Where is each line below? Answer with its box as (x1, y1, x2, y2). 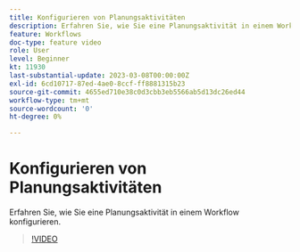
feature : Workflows (9, 29, 82, 38)
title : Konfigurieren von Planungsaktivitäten (9, 12, 186, 22)
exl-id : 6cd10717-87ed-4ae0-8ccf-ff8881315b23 (9, 79, 186, 88)
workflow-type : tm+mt (9, 95, 90, 105)
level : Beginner (9, 54, 70, 63)
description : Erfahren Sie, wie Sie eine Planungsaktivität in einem (9, 21, 274, 30)
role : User (9, 46, 50, 55)
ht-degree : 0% (9, 112, 62, 121)
